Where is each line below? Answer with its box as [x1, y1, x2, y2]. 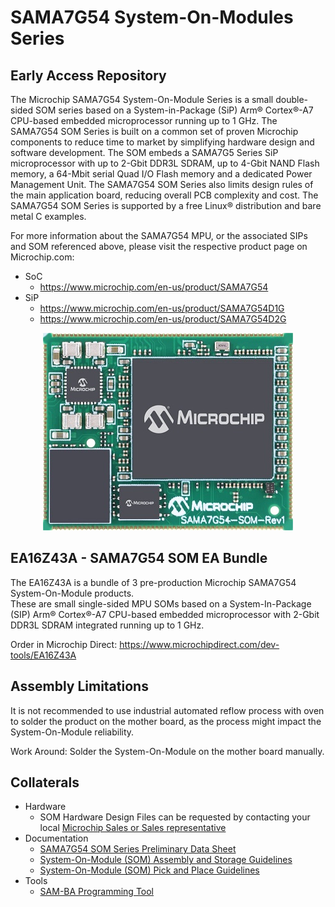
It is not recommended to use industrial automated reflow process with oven [10, 704, 325, 716]
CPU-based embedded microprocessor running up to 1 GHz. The [10, 115, 278, 126]
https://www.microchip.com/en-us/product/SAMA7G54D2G [39, 313, 287, 325]
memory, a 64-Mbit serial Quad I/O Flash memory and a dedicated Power [10, 168, 313, 180]
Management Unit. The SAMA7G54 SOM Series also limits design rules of [10, 179, 314, 190]
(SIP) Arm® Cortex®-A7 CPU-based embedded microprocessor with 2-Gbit [10, 608, 320, 620]
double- [275, 94, 308, 105]
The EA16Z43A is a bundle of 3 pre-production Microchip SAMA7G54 [10, 576, 297, 588]
